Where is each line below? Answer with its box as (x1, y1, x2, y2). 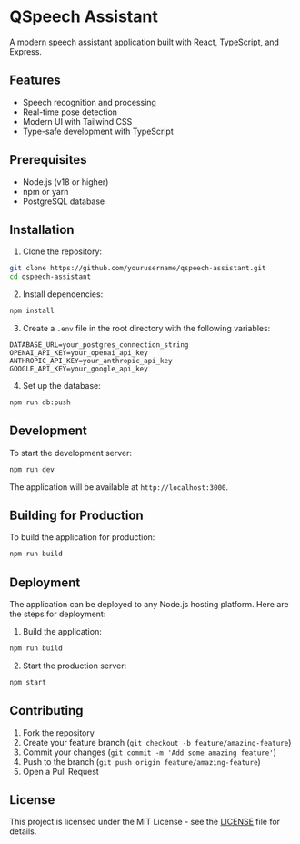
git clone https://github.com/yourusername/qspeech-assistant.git (9, 264, 266, 273)
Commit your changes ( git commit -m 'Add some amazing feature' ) (22, 747, 277, 758)
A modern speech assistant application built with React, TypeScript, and (9, 36, 280, 47)
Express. (9, 46, 43, 56)
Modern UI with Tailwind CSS (22, 116, 133, 127)
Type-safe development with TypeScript (22, 126, 175, 137)
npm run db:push (9, 398, 71, 407)
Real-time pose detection (22, 107, 118, 117)
